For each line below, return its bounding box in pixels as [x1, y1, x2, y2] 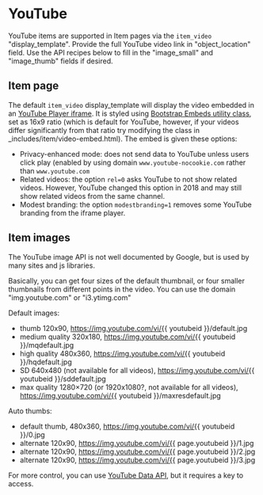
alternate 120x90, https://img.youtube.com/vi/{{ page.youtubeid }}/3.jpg [19, 455, 256, 464]
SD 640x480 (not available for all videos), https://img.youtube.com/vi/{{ [19, 365, 255, 375]
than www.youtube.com [19, 166, 90, 175]
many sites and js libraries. [8, 261, 95, 270]
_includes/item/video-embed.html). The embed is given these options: [8, 134, 238, 143]
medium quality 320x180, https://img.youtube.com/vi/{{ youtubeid [19, 332, 236, 341]
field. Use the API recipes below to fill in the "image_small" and [8, 48, 214, 57]
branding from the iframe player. [19, 208, 126, 218]
